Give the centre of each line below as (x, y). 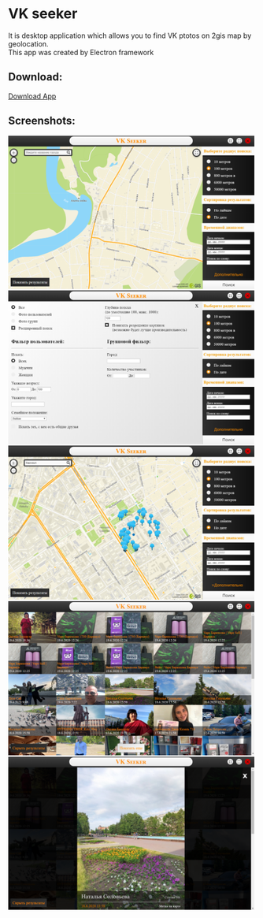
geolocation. (28, 43)
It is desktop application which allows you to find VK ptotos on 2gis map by (130, 35)
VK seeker (43, 14)
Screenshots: (42, 121)
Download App (32, 96)
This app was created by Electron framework (81, 52)
